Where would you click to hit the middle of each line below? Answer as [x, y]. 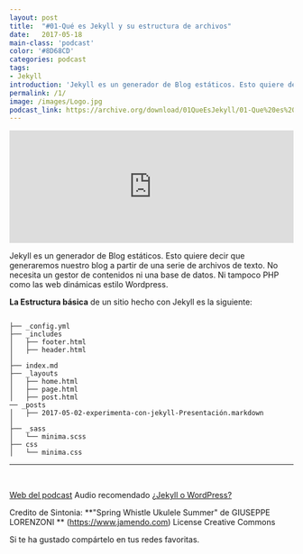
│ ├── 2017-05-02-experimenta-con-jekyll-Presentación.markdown [137, 413]
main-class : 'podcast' [52, 43]
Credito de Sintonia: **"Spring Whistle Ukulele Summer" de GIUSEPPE [140, 513]
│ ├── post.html [44, 397]
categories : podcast [48, 59]
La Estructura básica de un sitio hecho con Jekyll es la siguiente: [131, 302]
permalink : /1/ [38, 93]
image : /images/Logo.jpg [56, 101]
